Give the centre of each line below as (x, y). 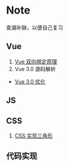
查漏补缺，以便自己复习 (34, 27)
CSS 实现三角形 (34, 135)
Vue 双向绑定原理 (36, 61)
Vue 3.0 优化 (30, 81)
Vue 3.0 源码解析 (35, 69)
